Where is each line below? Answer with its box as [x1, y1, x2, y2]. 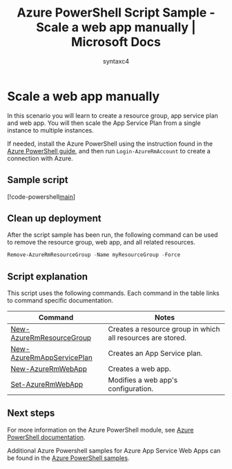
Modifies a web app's [108, 375, 178, 385]
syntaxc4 [102, 57, 130, 65]
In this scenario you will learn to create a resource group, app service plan [7, 111, 219, 119]
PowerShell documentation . [7, 433, 86, 441]
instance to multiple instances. [7, 126, 95, 134]
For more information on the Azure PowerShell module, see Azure [7, 425, 194, 434]
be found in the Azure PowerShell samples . [7, 454, 130, 462]
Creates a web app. [108, 364, 171, 374]
